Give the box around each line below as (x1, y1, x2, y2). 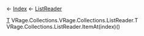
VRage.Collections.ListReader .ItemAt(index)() (6, 23, 121, 30)
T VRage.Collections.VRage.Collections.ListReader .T (6, 17, 138, 23)
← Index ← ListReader (6, 5, 63, 12)
